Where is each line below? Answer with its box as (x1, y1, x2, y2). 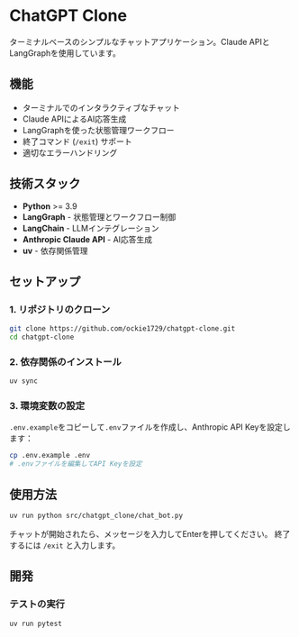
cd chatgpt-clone (9, 332, 75, 342)
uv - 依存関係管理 (22, 245, 88, 256)
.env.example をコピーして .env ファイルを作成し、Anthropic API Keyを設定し (9, 422, 291, 432)
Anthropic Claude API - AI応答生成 (22, 233, 153, 244)
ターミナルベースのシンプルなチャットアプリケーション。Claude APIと (9, 36, 270, 47)
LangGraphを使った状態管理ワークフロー (22, 124, 175, 135)
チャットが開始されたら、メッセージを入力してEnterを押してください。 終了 (9, 528, 291, 539)
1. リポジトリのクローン (9, 303, 111, 315)
